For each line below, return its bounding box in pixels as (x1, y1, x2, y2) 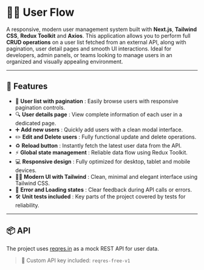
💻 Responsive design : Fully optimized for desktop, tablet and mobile (15, 157, 191, 165)
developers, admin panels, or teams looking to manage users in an (6, 51, 173, 58)
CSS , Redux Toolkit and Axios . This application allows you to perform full (6, 32, 191, 39)
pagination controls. (15, 103, 66, 111)
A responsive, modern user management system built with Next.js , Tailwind (6, 26, 197, 33)
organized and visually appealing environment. (6, 58, 123, 65)
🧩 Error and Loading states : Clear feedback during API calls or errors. (15, 185, 192, 193)
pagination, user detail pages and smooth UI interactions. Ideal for (6, 45, 172, 52)
